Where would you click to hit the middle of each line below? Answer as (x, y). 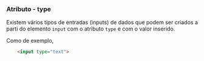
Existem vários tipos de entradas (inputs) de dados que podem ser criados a (102, 23)
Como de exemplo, (30, 41)
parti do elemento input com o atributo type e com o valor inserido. (91, 29)
